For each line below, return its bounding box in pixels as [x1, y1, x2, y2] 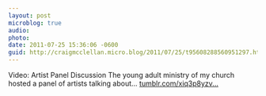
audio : [8, 26, 30, 34]
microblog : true [8, 19, 62, 27]
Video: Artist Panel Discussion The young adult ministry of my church [8, 71, 235, 79]
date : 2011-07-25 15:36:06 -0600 [8, 41, 119, 49]
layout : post [8, 11, 51, 20]
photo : [8, 33, 30, 42]
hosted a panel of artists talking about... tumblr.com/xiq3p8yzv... [8, 79, 219, 88]
